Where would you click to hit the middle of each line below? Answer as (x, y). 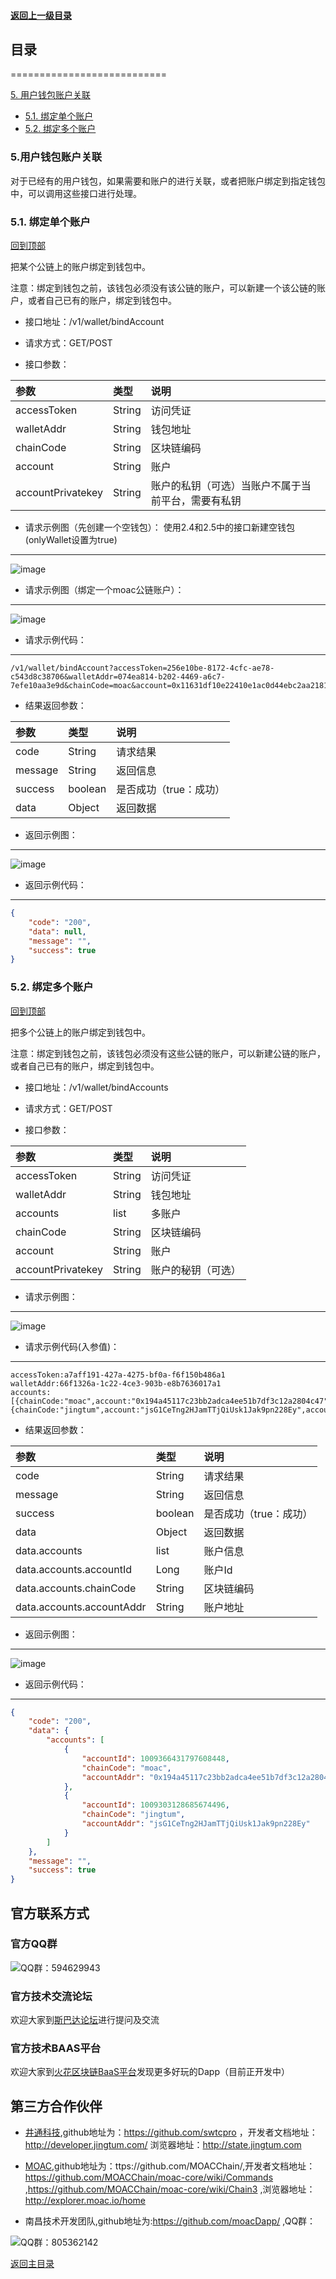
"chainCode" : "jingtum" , (133, 1815)
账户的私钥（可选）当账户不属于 (226, 485)
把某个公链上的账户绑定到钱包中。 (80, 266)
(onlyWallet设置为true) (71, 539)
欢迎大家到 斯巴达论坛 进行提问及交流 (85, 2020)
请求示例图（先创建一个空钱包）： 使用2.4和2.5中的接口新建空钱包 (160, 527)
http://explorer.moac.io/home (85, 2201)
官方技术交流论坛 (51, 1996)
